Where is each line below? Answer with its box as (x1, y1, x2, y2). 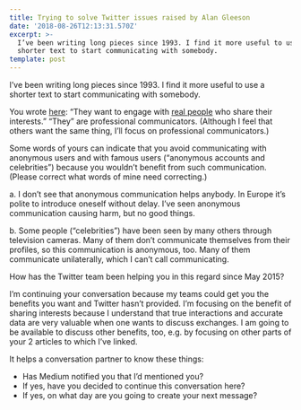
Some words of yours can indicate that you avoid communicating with (9, 143, 267, 153)
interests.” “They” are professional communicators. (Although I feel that (9, 116, 273, 126)
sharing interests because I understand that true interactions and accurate (9, 308, 284, 318)
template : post (9, 55, 66, 64)
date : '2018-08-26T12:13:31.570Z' (9, 22, 139, 31)
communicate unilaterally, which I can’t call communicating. (9, 254, 230, 265)
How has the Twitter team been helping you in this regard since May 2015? (9, 271, 285, 282)
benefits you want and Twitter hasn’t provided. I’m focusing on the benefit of (9, 298, 292, 309)
